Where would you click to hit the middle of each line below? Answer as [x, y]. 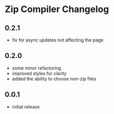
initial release [26, 106]
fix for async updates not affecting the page [58, 40]
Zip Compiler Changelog [57, 9]
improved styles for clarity [39, 73]
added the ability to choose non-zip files [54, 79]
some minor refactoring [36, 68]
